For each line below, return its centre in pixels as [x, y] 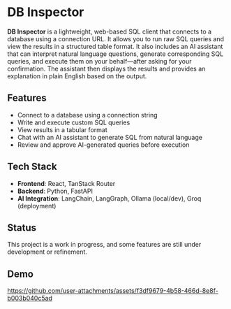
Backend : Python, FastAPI [55, 191]
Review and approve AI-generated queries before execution [103, 145]
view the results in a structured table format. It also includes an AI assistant [115, 46]
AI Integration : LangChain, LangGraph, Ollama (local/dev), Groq [109, 198]
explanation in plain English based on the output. [77, 76]
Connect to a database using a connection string [88, 115]
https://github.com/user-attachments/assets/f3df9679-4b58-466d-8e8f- [113, 291]
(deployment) [37, 206]
